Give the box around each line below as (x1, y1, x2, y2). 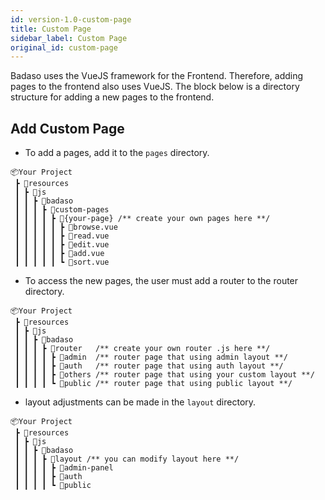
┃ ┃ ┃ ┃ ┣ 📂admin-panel (14, 463, 114, 473)
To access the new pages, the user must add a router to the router (24, 275, 299, 287)
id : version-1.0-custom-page (10, 14, 132, 25)
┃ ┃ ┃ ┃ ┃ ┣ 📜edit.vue (14, 240, 110, 250)
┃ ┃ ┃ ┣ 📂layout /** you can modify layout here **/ (14, 454, 240, 465)
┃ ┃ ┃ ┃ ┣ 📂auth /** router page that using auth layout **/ (14, 361, 284, 371)
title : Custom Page (10, 24, 92, 34)
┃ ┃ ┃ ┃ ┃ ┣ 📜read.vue (14, 231, 110, 241)
